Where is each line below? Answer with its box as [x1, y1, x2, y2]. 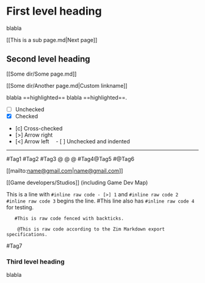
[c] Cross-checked [15, 124, 63, 132]
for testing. [6, 203, 34, 211]
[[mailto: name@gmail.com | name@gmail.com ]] [6, 167, 123, 174]
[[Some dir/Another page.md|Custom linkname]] [6, 82, 128, 89]
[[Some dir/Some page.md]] [6, 70, 77, 77]
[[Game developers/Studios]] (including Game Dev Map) [6, 179, 148, 186]
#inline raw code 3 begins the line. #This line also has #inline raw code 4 [6, 197, 195, 204]
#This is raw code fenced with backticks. [14, 215, 124, 221]
